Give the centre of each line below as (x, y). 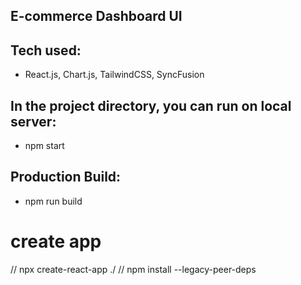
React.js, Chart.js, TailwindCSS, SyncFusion (114, 75)
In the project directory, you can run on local (151, 105)
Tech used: (46, 50)
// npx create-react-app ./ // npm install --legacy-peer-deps (133, 269)
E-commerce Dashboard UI (96, 16)
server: (33, 121)
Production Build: (66, 177)
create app (56, 241)
